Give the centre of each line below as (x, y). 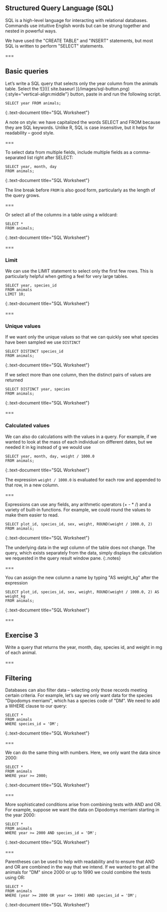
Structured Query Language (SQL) (59, 8)
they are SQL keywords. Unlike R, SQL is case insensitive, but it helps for (80, 127)
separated (16, 157)
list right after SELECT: (50, 157)
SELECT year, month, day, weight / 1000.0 (50, 456)
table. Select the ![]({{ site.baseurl (40, 88)
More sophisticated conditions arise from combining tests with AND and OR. (83, 804)
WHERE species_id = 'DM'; (32, 724)
